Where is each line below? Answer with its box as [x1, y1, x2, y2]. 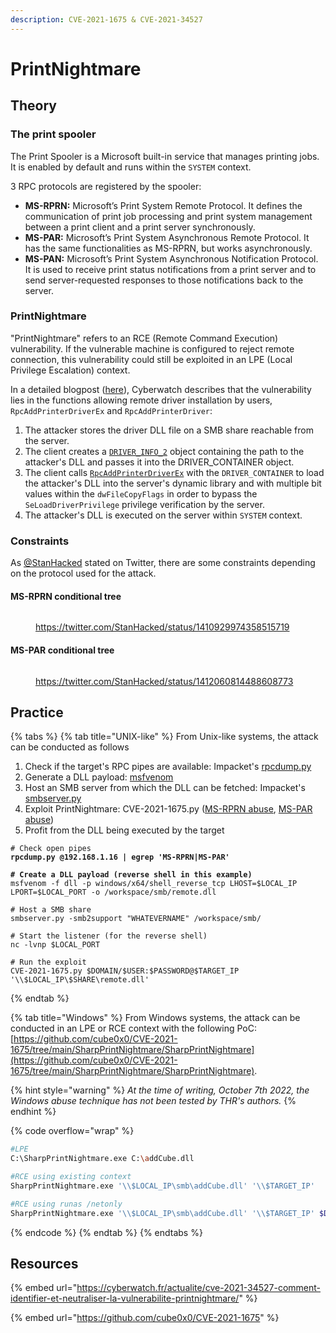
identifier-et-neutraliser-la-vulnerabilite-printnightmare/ [10, 1292, 240, 1305]
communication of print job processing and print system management [24, 210, 313, 222]
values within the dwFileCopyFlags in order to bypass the [24, 487, 258, 500]
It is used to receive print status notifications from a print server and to [24, 263, 317, 275]
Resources [10, 1255, 79, 1272]
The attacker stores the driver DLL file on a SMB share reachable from [24, 424, 314, 436]
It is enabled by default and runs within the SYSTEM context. [10, 161, 252, 173]
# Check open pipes [10, 844, 92, 854]
